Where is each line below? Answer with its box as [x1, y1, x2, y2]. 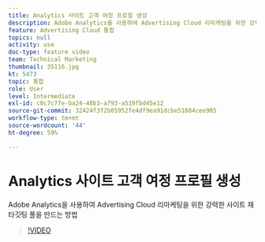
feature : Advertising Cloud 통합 [8, 26, 115, 34]
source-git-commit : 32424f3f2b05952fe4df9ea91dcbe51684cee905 [8, 107, 217, 115]
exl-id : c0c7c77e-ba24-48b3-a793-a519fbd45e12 [8, 99, 164, 107]
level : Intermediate [8, 92, 77, 100]
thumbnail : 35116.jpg [8, 63, 80, 71]
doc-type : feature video [8, 48, 90, 56]
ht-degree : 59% [8, 128, 58, 136]
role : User [8, 84, 44, 93]
